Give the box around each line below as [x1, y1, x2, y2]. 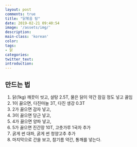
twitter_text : [5, 57, 34, 62]
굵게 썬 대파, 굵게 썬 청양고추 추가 [12, 131, 76, 136]
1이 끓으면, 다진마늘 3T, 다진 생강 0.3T [12, 100, 85, 106]
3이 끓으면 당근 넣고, [12, 112, 51, 118]
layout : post [5, 7, 32, 12]
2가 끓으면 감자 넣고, [12, 106, 51, 112]
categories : [5, 52, 29, 57]
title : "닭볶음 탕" [5, 16, 40, 21]
